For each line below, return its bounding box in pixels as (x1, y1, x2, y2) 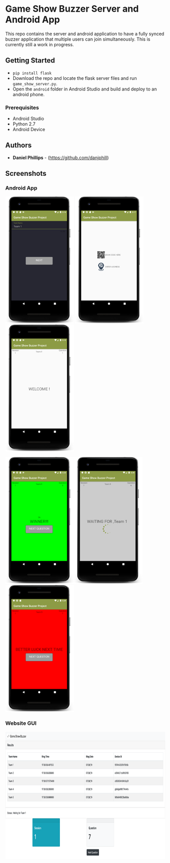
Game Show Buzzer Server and (5, 3, 139, 15)
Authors (5, 141, 32, 150)
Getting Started (5, 56, 55, 65)
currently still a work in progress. (5, 41, 74, 47)
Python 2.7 (12, 121, 36, 127)
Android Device (12, 127, 46, 133)
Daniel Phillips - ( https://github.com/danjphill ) (12, 155, 109, 161)
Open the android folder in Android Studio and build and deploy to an (12, 86, 157, 92)
